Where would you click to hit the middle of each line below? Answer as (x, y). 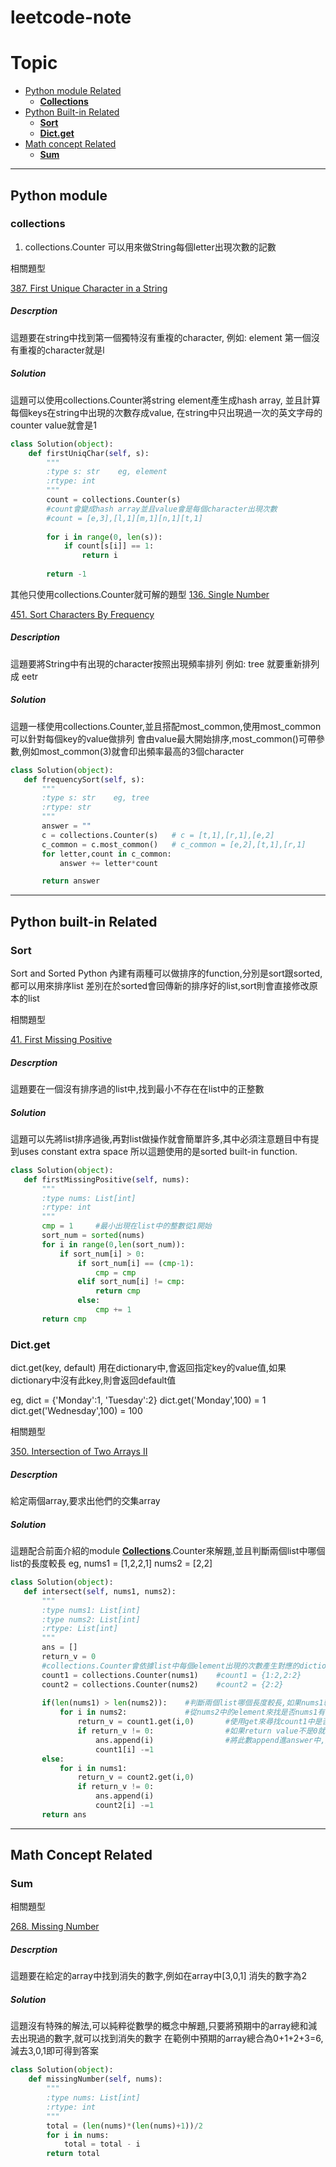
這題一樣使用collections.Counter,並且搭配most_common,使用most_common (166, 726)
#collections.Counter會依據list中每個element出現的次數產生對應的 (170, 1666)
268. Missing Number (55, 1927)
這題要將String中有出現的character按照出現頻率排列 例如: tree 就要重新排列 (165, 663)
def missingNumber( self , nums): (95, 2079)
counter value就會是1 (53, 425)
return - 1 (66, 574)
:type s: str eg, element (107, 472)
